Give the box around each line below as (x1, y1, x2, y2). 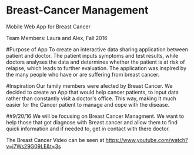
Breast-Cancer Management (6, 4, 149, 17)
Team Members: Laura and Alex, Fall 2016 (6, 34, 108, 41)
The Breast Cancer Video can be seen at (6, 136, 105, 143)
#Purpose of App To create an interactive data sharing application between (6, 45, 189, 53)
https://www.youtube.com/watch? (105, 136, 188, 143)
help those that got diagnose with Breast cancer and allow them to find (6, 118, 178, 126)
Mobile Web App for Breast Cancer (6, 23, 91, 30)
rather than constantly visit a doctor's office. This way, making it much (6, 95, 176, 102)
